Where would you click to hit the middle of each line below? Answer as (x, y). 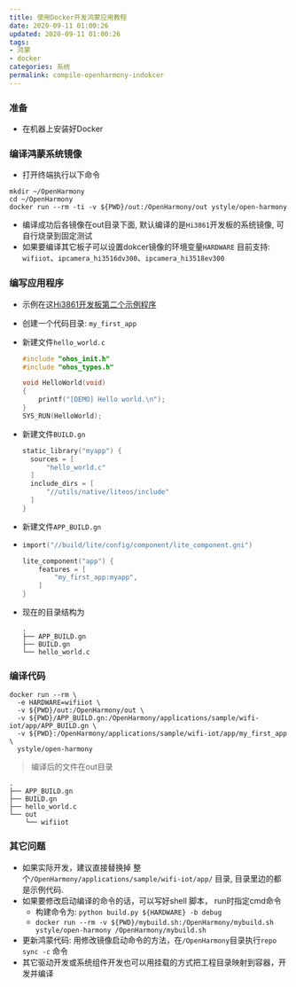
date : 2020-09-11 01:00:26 (59, 26)
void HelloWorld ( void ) (64, 383)
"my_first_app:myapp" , (96, 577)
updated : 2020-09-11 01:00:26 (65, 34)
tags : (19, 42)
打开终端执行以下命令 (61, 175)
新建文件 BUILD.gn (54, 434)
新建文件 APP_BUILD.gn (62, 526)
